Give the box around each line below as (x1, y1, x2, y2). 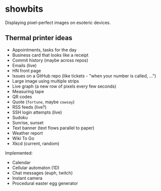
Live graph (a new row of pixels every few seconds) (12, 83, 117, 89)
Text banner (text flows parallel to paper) (12, 125, 95, 131)
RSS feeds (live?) (12, 104, 47, 110)
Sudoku (12, 114, 28, 120)
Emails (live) (12, 62, 37, 68)
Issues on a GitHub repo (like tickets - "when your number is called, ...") (12, 72, 156, 79)
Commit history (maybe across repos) (12, 57, 89, 63)
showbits (5, 3, 43, 15)
